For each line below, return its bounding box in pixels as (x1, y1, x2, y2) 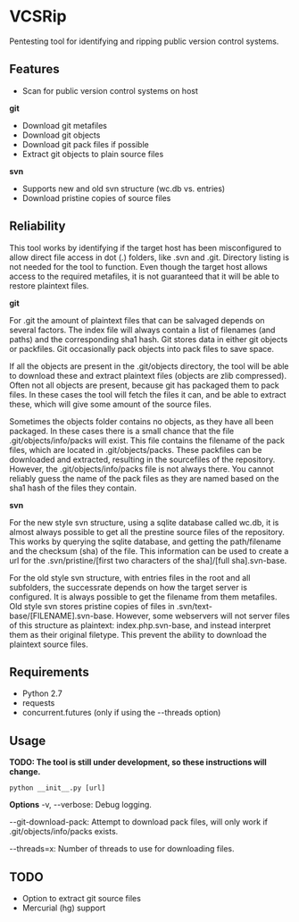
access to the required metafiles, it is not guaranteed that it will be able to (9, 271, 279, 281)
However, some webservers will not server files (115, 610, 290, 621)
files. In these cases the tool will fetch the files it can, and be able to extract (9, 389, 287, 399)
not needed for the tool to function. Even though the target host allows (9, 261, 268, 272)
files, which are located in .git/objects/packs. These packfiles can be (9, 444, 262, 455)
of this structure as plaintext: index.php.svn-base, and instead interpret (9, 619, 271, 631)
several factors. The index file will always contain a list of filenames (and (9, 324, 276, 335)
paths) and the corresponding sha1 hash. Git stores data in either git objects (9, 333, 288, 345)
